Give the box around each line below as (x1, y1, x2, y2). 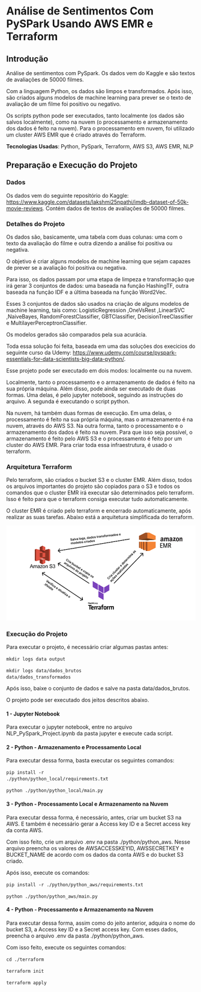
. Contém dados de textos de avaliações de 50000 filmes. (43, 204, 186, 211)
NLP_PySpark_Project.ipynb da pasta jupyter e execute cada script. (6, 730, 173, 737)
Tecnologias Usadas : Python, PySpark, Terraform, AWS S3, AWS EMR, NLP (6, 143, 194, 150)
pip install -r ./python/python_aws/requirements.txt (6, 881, 144, 887)
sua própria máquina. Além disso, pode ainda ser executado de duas (6, 385, 176, 392)
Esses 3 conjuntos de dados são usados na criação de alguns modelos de (6, 300, 190, 307)
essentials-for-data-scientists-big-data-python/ (6, 355, 124, 362)
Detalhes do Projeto (6, 219, 65, 228)
